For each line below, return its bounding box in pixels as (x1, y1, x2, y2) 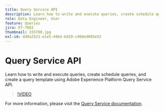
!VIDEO (17, 91, 32, 97)
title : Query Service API (5, 7, 58, 12)
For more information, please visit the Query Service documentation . (5, 100, 143, 106)
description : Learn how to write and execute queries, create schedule (5, 12, 154, 17)
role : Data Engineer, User (5, 16, 60, 21)
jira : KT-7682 (5, 25, 34, 30)
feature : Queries (5, 20, 41, 26)
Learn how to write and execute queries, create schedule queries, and (5, 71, 146, 77)
